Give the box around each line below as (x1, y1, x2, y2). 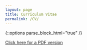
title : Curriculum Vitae (5, 12, 57, 17)
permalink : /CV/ (5, 16, 39, 21)
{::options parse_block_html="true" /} (5, 30, 82, 36)
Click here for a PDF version (5, 40, 63, 46)
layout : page (5, 7, 32, 12)
